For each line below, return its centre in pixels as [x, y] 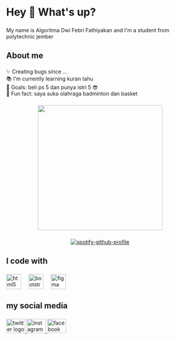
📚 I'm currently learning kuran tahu [50, 79]
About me [25, 55]
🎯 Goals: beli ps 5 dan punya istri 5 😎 [52, 87]
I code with [27, 261]
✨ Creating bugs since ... [37, 72]
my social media [37, 306]
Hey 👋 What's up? [51, 12]
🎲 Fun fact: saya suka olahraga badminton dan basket [72, 94]
